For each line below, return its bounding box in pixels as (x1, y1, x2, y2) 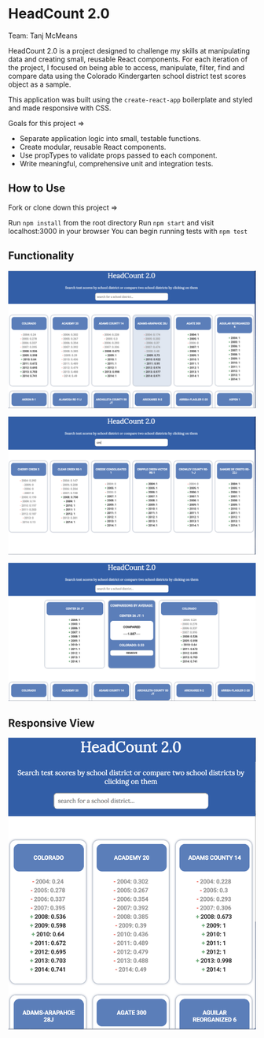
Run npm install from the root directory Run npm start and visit (8, 218, 214, 227)
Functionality (8, 249, 75, 262)
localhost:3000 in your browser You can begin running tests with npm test (8, 226, 248, 236)
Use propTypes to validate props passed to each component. (19, 151, 218, 160)
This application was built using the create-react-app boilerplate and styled (8, 95, 253, 104)
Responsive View (8, 716, 95, 730)
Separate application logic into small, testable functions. (19, 133, 202, 143)
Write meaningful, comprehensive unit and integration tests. (19, 158, 214, 168)
